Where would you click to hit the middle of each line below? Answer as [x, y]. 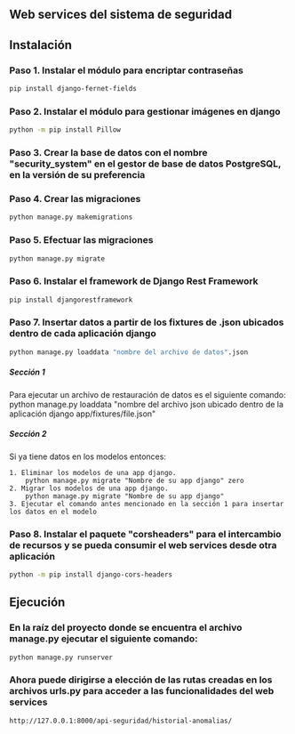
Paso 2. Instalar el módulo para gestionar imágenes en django [145, 111]
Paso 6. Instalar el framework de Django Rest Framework [134, 281]
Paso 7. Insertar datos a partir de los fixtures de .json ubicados [147, 322]
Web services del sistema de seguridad [121, 15]
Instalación [41, 45]
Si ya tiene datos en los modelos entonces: [88, 456]
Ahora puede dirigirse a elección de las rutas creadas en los [141, 680]
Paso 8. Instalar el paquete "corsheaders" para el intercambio [145, 534]
